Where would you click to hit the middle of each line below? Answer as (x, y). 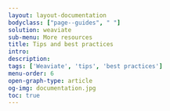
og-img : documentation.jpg (52, 88)
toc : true (24, 95)
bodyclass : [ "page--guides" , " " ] (65, 23)
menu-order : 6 (31, 73)
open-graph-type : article (50, 81)
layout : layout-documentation (58, 15)
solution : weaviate (40, 30)
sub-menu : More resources (50, 37)
